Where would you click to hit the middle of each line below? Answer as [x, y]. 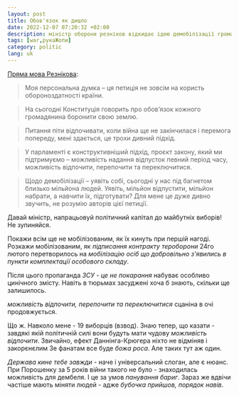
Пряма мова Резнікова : [43, 74]
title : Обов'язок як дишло [47, 21]
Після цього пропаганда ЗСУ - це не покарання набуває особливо [108, 275]
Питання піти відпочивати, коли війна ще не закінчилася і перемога [128, 130]
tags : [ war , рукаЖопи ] [39, 41]
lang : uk [20, 54]
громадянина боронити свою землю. [81, 116]
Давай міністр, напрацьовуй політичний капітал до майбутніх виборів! [115, 217]
